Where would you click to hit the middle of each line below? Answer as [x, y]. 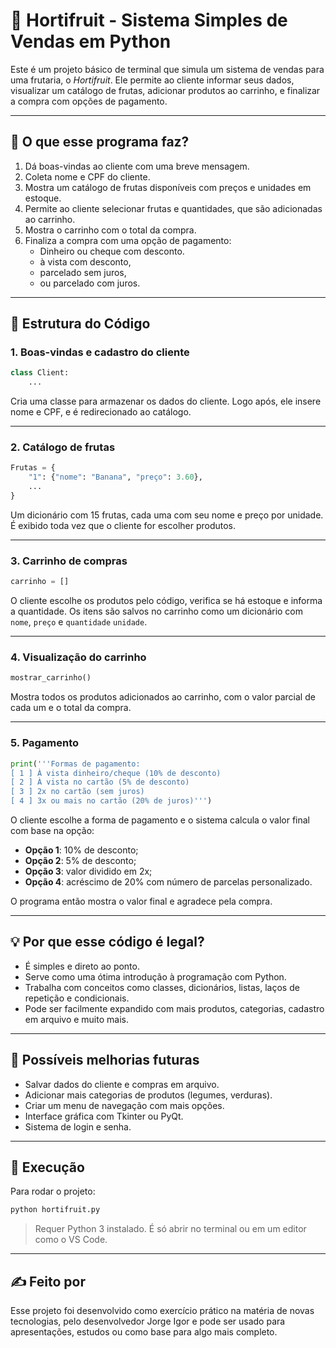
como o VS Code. [71, 1240]
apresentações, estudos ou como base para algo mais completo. [144, 1332]
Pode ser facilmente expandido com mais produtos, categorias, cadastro [174, 1008]
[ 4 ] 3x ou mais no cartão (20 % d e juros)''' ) [111, 801]
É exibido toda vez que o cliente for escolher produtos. [123, 525]
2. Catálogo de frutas [63, 447]
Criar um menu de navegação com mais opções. [124, 1105]
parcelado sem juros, [83, 272]
